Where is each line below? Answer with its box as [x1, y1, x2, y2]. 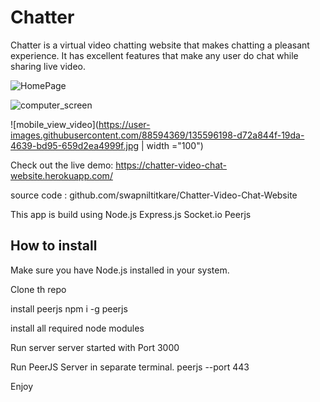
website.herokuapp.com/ [10, 169, 113, 181]
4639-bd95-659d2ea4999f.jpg [10, 139, 140, 151]
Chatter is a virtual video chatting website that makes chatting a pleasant [10, 39, 310, 51]
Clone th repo [10, 283, 67, 295]
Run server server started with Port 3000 [10, 341, 180, 353]
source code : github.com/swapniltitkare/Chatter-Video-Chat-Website [10, 189, 298, 201]
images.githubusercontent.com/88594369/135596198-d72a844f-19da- [10, 129, 305, 141]
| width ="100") [141, 139, 204, 151]
